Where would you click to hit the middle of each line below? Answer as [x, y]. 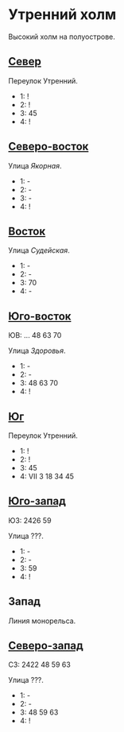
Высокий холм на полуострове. [62, 37]
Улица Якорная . [35, 165]
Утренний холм [62, 15]
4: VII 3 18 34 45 [46, 476]
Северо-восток [48, 147]
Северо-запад [46, 646]
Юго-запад [37, 501]
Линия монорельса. [42, 621]
